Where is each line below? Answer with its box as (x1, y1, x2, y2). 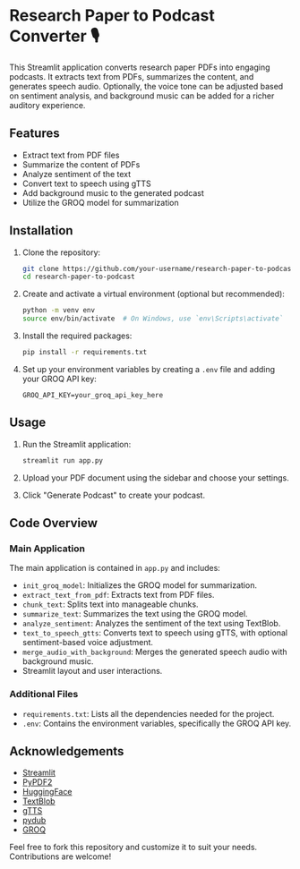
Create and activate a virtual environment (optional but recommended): (21, 288, 285, 300)
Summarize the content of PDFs (21, 158, 141, 170)
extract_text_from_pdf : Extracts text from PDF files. (21, 590, 215, 601)
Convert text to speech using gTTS (21, 178, 152, 189)
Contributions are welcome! (9, 851, 112, 862)
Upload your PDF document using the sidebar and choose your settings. (21, 472, 289, 483)
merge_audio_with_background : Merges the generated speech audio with (21, 646, 288, 658)
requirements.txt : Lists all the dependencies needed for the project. (21, 708, 275, 719)
